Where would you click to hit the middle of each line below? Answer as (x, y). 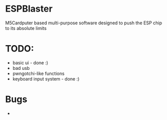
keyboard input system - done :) (46, 78)
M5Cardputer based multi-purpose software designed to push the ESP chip (84, 23)
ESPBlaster (29, 9)
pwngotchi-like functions (38, 73)
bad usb (21, 68)
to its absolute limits (26, 28)
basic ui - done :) (30, 63)
